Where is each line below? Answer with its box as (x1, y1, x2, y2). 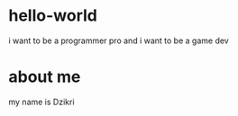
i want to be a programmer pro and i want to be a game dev (8, 35, 229, 46)
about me (8, 67, 81, 87)
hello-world (8, 5, 98, 26)
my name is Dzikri (8, 96, 75, 107)
